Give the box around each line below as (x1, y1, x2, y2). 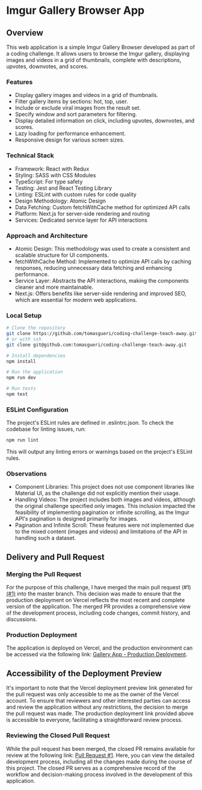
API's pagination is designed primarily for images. (14, 515, 138, 522)
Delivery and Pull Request (6, 552, 105, 562)
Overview (6, 28, 44, 38)
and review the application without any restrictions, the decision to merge (6, 703, 188, 711)
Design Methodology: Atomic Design (14, 197, 106, 204)
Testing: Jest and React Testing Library (14, 184, 112, 192)
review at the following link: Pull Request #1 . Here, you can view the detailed (6, 751, 195, 759)
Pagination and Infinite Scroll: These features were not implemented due (14, 522, 194, 529)
